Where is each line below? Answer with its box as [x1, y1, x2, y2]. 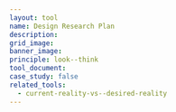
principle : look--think [9, 55, 99, 64]
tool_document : [9, 64, 67, 73]
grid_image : [9, 38, 54, 48]
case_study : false [9, 72, 79, 81]
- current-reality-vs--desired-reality [17, 89, 168, 98]
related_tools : [9, 80, 67, 89]
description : [9, 30, 59, 39]
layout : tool [9, 13, 59, 23]
